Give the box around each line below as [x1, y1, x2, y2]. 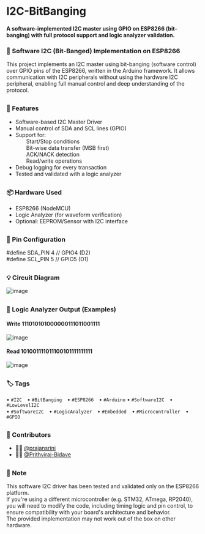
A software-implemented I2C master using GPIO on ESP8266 [6, 24, 165, 32]
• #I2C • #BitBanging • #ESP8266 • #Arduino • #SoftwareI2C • [6, 396, 173, 403]
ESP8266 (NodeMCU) [15, 204, 71, 212]
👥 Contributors [6, 431, 51, 439]
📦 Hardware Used [6, 188, 62, 197]
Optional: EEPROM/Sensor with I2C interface [15, 217, 129, 224]
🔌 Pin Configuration [6, 235, 66, 243]
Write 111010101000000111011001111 [6, 320, 100, 328]
